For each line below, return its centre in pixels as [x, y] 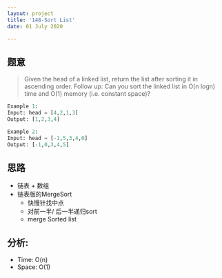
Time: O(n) [32, 260]
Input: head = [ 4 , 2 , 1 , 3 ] [43, 113]
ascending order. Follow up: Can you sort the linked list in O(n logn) [120, 86]
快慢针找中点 [46, 203]
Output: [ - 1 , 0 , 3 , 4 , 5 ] [38, 145]
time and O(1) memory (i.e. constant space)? [87, 94]
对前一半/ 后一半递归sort [62, 212]
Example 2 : [23, 132]
